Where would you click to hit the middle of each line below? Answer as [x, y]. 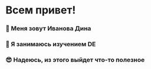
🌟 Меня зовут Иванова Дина [48, 29]
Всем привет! [41, 10]
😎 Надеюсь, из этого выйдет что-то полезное [75, 60]
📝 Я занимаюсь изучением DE [51, 44]
